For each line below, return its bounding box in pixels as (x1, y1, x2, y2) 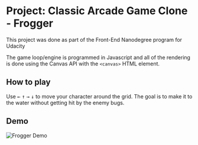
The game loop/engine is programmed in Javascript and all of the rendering (6, 54, 191, 61)
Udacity (6, 42, 25, 50)
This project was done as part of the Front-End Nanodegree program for (6, 36, 182, 43)
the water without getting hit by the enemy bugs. (6, 99, 125, 106)
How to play (6, 77, 51, 87)
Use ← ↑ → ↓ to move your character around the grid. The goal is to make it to (6, 93, 193, 100)
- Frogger (6, 17, 53, 30)
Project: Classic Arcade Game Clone (6, 4, 188, 18)
